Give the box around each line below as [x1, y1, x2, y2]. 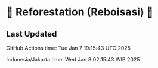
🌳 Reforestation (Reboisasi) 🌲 [6, 5, 154, 19]
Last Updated [6, 29, 57, 39]
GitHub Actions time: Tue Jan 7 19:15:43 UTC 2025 [6, 44, 131, 51]
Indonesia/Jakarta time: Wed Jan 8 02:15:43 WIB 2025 [6, 56, 140, 63]
